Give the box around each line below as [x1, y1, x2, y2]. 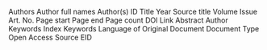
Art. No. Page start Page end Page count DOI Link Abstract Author [8, 15, 228, 25]
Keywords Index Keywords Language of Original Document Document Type [8, 24, 260, 33]
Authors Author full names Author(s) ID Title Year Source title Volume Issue [8, 7, 258, 16]
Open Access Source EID [8, 32, 93, 42]
